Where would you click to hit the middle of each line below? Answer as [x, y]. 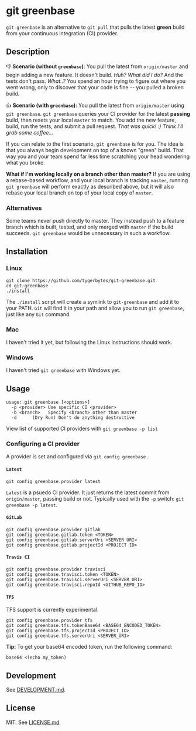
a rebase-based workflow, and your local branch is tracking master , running [97, 180]
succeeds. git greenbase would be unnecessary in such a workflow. [88, 233]
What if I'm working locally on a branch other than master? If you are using [98, 174]
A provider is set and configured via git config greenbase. [78, 457]
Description [28, 52]
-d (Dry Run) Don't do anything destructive [73, 418]
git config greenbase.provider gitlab [53, 529]
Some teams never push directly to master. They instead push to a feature [95, 221]
